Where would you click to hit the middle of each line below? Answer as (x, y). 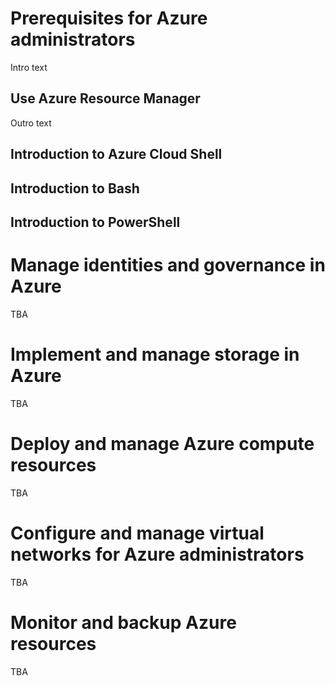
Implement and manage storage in (155, 354)
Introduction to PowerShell (95, 222)
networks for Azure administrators (157, 554)
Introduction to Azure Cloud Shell (116, 154)
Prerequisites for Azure (109, 18)
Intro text (29, 67)
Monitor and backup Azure (123, 622)
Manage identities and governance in (168, 265)
